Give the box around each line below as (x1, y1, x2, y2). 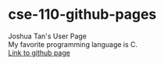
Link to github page (8, 48, 70, 57)
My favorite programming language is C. (8, 39, 138, 49)
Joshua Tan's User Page (8, 31, 87, 41)
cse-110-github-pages (8, 5, 157, 23)
